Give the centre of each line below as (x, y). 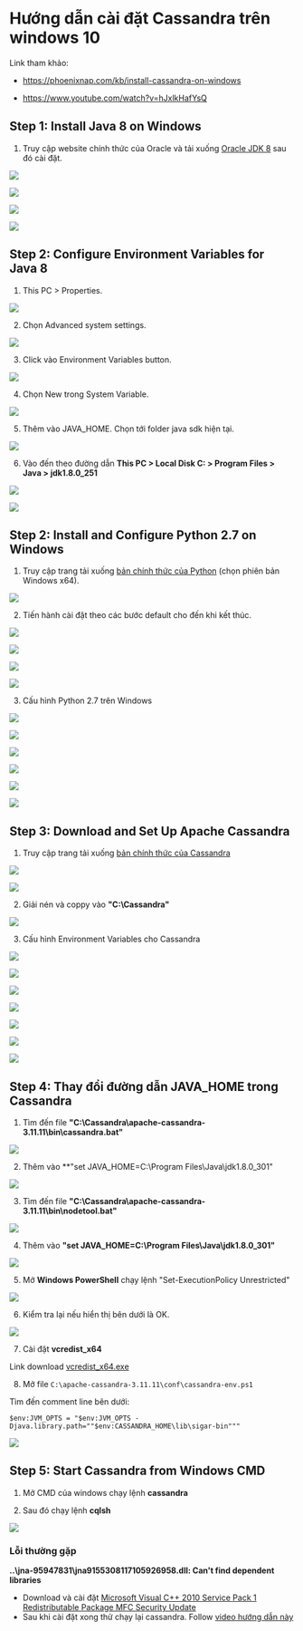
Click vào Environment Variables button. (97, 359)
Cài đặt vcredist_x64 (62, 1349)
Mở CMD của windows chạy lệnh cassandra (105, 1492)
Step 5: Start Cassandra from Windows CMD (137, 1471)
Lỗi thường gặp (43, 1550)
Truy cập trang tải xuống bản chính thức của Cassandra (126, 853)
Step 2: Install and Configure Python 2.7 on (133, 535)
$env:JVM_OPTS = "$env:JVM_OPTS (70, 1418)
